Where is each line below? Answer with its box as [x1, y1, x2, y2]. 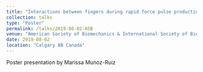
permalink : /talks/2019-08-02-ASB [6, 25, 94, 32]
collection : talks [6, 14, 53, 20]
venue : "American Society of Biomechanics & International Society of [6, 31, 188, 37]
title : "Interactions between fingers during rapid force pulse [6, 8, 172, 15]
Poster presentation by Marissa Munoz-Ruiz [6, 58, 116, 66]
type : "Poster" [6, 20, 45, 26]
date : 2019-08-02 [6, 37, 50, 43]
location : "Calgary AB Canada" [6, 43, 85, 49]
